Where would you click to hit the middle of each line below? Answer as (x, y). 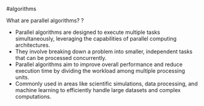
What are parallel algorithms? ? (45, 20)
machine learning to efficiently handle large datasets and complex (98, 90)
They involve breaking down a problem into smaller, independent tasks (104, 51)
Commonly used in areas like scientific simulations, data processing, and (106, 84)
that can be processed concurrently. (61, 58)
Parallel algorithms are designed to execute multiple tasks (87, 32)
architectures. (33, 45)
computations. (33, 97)
